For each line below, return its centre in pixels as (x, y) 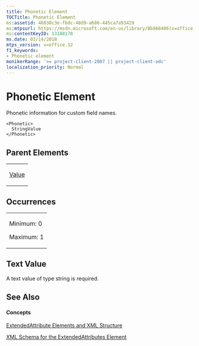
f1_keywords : (22, 51)
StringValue (27, 129)
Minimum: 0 (26, 223)
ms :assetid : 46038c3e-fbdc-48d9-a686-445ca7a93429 (70, 23)
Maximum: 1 (27, 237)
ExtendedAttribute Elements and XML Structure (64, 326)
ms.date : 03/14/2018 (32, 39)
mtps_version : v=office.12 (40, 45)
